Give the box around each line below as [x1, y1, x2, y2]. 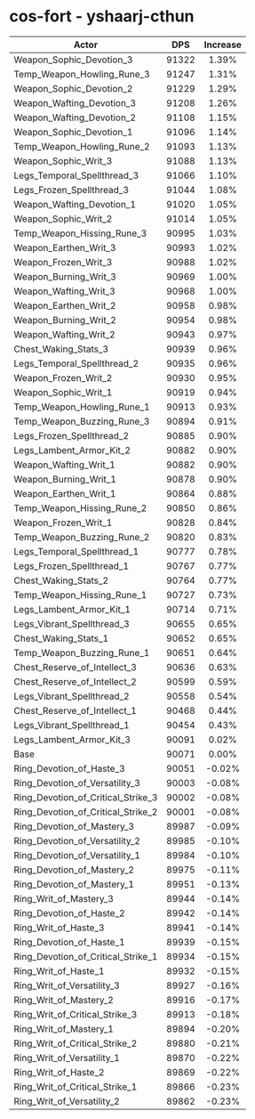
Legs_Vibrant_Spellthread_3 [13, 617, 131, 629]
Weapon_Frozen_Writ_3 [13, 255, 113, 268]
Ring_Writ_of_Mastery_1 [13, 1022, 114, 1034]
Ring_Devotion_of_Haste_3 [13, 762, 126, 774]
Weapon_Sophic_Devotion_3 [13, 53, 133, 66]
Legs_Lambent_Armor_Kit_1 [13, 603, 131, 615]
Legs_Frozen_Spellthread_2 [13, 429, 130, 442]
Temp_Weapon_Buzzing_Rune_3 [13, 415, 150, 427]
